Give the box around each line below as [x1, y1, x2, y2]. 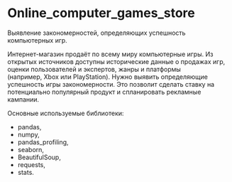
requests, [17, 160, 46, 168]
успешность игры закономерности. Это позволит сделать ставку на [7, 80, 215, 88]
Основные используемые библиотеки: [7, 109, 124, 117]
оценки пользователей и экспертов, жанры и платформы [7, 65, 181, 73]
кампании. [7, 95, 40, 104]
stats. [17, 168, 34, 176]
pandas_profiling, [17, 137, 69, 146]
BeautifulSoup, [17, 153, 62, 161]
